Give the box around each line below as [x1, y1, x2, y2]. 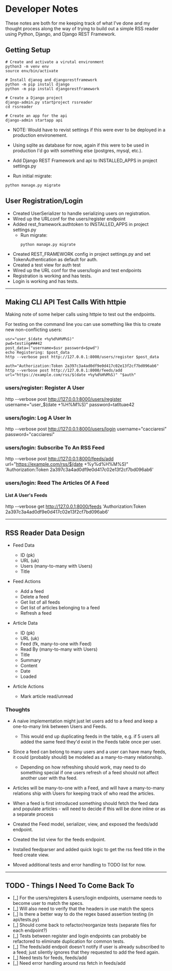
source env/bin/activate [5, 68, 58, 73]
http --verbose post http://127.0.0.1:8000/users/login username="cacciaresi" [5, 426, 167, 432]
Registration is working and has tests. [12, 273, 92, 279]
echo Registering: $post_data [5, 350, 70, 355]
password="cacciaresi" [5, 431, 55, 437]
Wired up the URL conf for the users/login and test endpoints [12, 267, 142, 273]
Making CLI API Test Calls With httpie [5, 298, 126, 306]
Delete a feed [20, 594, 49, 600]
